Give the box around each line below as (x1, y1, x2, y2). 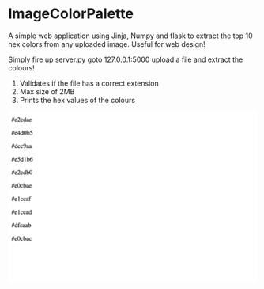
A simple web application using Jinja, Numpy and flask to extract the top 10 (8, 31, 253, 40)
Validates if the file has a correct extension (19, 78, 160, 88)
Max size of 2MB (19, 86, 75, 96)
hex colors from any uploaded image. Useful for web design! (8, 39, 206, 48)
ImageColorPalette (8, 5, 134, 23)
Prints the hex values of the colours (19, 95, 136, 105)
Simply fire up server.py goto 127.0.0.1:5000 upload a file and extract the (8, 55, 243, 64)
